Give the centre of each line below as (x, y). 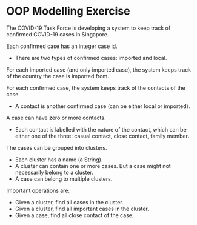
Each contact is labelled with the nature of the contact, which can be (101, 129)
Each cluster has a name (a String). (59, 160)
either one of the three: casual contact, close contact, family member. (102, 136)
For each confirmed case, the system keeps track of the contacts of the (96, 88)
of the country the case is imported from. (58, 76)
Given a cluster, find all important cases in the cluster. (82, 209)
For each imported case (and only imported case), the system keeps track (99, 69)
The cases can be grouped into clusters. (57, 147)
